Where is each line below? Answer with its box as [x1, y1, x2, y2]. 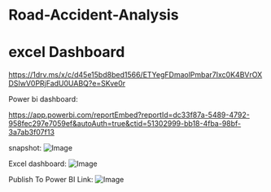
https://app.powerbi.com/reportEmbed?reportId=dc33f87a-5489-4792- [8, 110, 250, 120]
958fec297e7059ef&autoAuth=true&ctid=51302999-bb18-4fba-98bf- [8, 119, 242, 129]
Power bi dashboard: [8, 94, 79, 104]
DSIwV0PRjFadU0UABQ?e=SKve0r [8, 79, 126, 89]
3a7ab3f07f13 [8, 128, 55, 137]
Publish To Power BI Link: [8, 175, 94, 185]
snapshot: [8, 143, 42, 153]
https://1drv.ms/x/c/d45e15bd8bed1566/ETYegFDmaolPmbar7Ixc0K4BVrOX [8, 70, 263, 80]
